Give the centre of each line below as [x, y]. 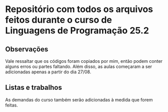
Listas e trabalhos [34, 88]
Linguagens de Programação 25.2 [77, 31]
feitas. [12, 105]
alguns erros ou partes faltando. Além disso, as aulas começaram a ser [79, 67]
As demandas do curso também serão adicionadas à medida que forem [79, 99]
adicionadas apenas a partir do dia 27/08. [48, 72]
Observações [27, 49]
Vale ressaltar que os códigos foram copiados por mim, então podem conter [84, 61]
